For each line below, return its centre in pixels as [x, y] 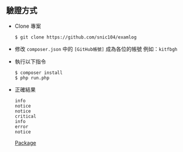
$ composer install [39, 73]
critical [25, 116]
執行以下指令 [30, 62]
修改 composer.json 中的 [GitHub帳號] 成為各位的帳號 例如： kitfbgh [96, 48]
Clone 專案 [28, 26]
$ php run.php [32, 78]
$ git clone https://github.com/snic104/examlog [76, 37]
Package [25, 143]
